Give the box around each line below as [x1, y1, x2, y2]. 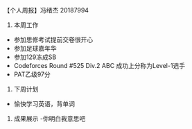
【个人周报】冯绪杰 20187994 [3, 6, 89, 14]
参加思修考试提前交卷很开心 [13, 35, 94, 44]
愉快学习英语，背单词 [13, 100, 75, 108]
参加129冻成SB [13, 53, 57, 61]
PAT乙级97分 [13, 70, 51, 78]
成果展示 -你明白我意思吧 [13, 114, 86, 123]
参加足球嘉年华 [13, 44, 57, 52]
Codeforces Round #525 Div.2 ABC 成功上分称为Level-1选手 [13, 62, 186, 69]
